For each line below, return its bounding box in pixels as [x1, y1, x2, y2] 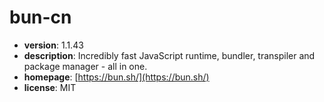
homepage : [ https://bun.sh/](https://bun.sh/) [23, 71, 210, 83]
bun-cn [9, 6, 72, 29]
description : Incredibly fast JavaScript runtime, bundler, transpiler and [23, 49, 316, 61]
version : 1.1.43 [23, 39, 84, 51]
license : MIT [23, 81, 77, 93]
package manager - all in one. [23, 60, 148, 72]
